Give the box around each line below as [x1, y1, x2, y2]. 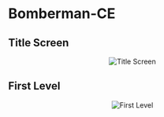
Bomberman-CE [8, 5, 116, 23]
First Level [8, 79, 61, 93]
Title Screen [8, 36, 69, 49]
